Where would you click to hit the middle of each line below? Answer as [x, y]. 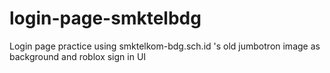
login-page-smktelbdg [105, 18]
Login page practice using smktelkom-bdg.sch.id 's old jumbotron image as [165, 46]
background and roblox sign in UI [78, 56]
